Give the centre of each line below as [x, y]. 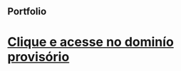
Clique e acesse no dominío [91, 42]
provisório [38, 57]
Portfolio [27, 12]
